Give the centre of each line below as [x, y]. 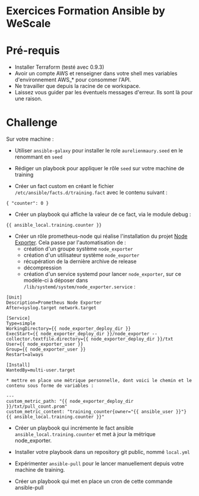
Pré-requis [33, 51]
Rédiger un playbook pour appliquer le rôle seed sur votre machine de [99, 168]
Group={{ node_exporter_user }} [46, 349]
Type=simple [21, 324]
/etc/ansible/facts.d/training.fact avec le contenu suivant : [91, 193]
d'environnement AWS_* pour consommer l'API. [73, 80]
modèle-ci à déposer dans [56, 281]
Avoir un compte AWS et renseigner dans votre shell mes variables [96, 74]
